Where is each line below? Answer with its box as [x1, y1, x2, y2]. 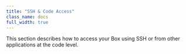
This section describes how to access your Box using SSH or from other [6, 35, 181, 42]
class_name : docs [6, 14, 49, 20]
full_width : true [6, 19, 49, 25]
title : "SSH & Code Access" [6, 8, 75, 15]
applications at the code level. [6, 41, 79, 48]
